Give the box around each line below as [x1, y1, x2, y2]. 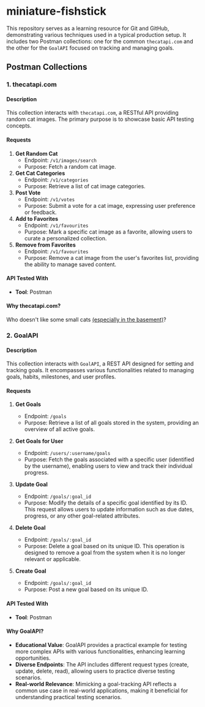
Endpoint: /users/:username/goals [24, 449, 111, 457]
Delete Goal [15, 524, 46, 532]
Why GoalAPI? [6, 627, 44, 635]
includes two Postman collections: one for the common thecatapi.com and [6, 37, 193, 45]
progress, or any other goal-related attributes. [24, 512, 141, 519]
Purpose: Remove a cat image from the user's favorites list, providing [24, 254, 199, 261]
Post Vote [15, 189, 41, 196]
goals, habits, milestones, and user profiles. [6, 373, 116, 381]
